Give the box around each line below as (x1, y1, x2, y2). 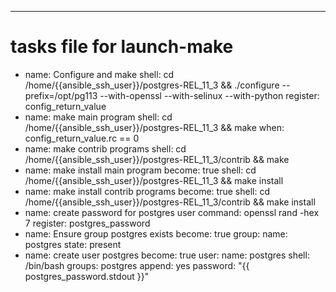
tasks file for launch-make (10, 36, 234, 58)
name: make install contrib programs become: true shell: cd (24, 185, 270, 197)
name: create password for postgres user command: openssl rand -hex (24, 206, 320, 218)
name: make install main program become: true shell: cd (24, 164, 257, 176)
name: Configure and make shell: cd (24, 68, 175, 80)
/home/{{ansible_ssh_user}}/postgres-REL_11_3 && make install (24, 174, 284, 186)
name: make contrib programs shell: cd (24, 142, 187, 155)
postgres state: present (24, 238, 122, 250)
